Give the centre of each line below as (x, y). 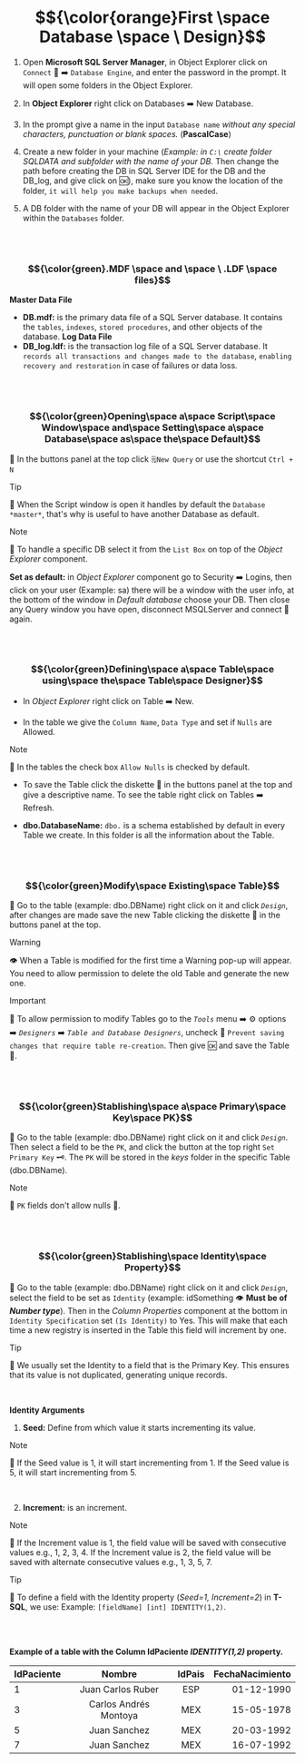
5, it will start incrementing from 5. (74, 1472)
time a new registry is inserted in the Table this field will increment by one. (148, 1330)
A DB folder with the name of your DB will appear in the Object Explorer (156, 208)
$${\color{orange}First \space (152, 18)
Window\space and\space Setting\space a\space (152, 427)
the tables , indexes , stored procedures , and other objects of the (143, 327)
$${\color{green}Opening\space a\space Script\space (152, 416)
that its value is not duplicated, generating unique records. (118, 1375)
